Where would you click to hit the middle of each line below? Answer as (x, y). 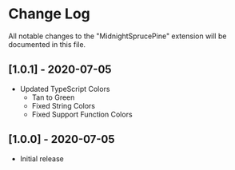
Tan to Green (53, 97)
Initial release (42, 158)
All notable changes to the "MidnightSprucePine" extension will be (117, 36)
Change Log (49, 14)
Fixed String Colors (64, 105)
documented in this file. (47, 44)
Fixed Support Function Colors (82, 114)
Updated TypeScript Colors (65, 89)
